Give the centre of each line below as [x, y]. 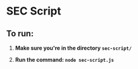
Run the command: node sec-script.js [64, 60]
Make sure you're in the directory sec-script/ [73, 48]
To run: [20, 34]
